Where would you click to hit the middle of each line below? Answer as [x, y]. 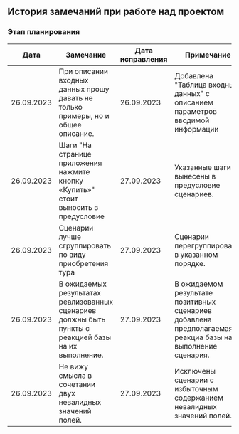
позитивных [195, 302]
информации [196, 129]
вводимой [192, 120]
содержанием [199, 398]
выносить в [78, 207]
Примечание [208, 55]
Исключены [195, 371]
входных [74, 80]
